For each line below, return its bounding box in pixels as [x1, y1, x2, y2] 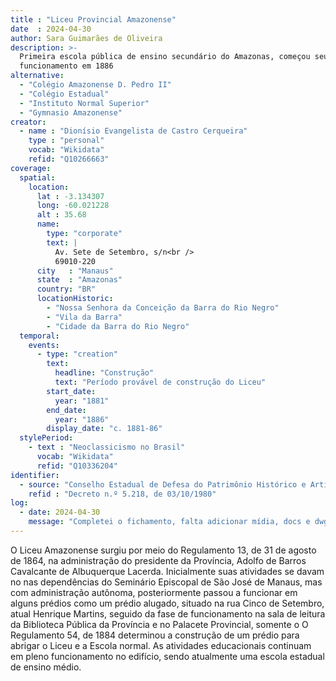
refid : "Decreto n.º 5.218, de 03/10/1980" [28, 489, 217, 499]
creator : [10, 117, 47, 127]
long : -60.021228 [36, 201, 110, 211]
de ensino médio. [10, 661, 82, 673]
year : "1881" [54, 396, 110, 406]
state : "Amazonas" [36, 275, 123, 285]
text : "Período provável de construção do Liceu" [54, 377, 267, 387]
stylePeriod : [19, 433, 74, 443]
